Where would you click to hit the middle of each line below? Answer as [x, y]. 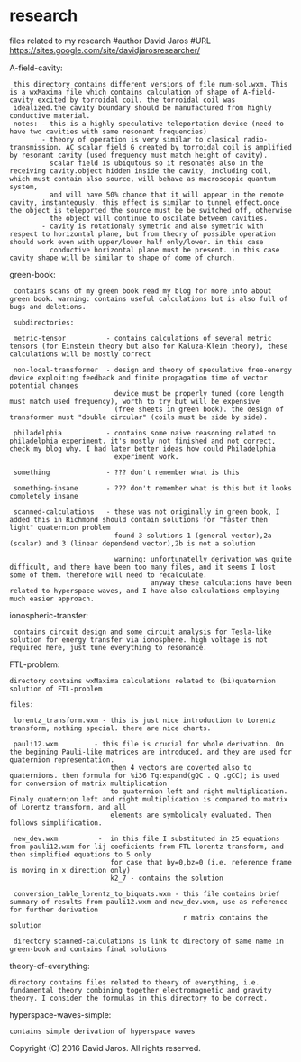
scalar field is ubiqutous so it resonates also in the [156, 163]
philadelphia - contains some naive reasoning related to [145, 433]
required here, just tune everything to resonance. [108, 647]
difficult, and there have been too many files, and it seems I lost [143, 567]
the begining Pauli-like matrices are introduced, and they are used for [151, 752]
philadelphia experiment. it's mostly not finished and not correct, [143, 441]
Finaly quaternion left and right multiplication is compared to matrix [149, 799]
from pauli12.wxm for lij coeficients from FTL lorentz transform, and [146, 847]
